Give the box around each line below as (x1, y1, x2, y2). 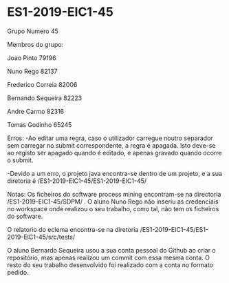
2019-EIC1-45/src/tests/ (7, 233, 76, 241)
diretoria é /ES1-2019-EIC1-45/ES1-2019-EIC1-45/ (7, 177, 147, 185)
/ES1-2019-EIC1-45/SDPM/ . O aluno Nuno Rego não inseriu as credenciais (7, 197, 219, 206)
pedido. (7, 268, 29, 276)
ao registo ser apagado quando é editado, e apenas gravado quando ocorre (7, 148, 222, 157)
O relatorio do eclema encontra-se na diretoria (7, 225, 139, 233)
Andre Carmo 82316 (7, 107, 65, 115)
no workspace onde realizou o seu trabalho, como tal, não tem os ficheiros (7, 204, 219, 213)
